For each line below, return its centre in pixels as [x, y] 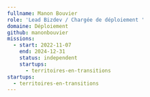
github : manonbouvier [38, 32]
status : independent [48, 58]
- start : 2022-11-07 [42, 45]
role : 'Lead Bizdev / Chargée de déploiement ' [76, 20]
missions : [21, 39]
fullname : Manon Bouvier [42, 13]
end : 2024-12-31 [43, 52]
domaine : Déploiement [38, 26]
